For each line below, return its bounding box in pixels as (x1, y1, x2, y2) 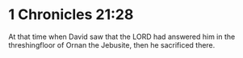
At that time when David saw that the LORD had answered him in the (8, 32, 236, 41)
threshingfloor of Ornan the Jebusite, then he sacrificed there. (8, 40, 216, 49)
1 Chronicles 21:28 (8, 6, 134, 24)
